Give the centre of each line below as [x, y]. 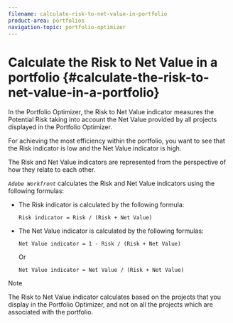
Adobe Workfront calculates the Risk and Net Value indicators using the [112, 184]
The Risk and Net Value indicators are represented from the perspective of [117, 162]
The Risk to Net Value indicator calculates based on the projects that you [114, 297]
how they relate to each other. [52, 170]
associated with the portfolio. [51, 312]
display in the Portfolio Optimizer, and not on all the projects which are [111, 305]
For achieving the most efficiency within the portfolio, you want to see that [117, 141]
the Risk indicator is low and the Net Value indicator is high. [95, 148]
